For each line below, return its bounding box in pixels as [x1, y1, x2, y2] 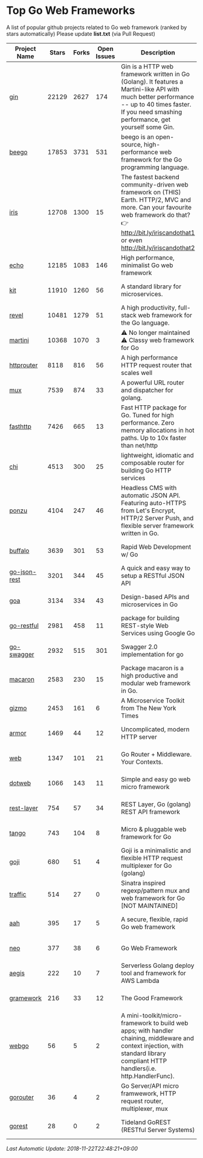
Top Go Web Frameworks [6, 4, 135, 18]
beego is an [120, 133, 155, 141]
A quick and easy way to [120, 564, 191, 572]
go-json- [9, 567, 37, 576]
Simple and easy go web [120, 775, 191, 783]
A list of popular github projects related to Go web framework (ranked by [6, 24, 187, 31]
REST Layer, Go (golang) [120, 800, 192, 809]
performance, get [120, 115, 171, 124]
